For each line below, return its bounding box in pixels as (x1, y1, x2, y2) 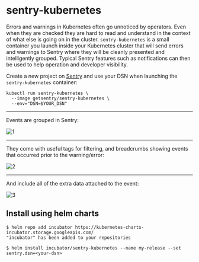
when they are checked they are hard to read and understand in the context (6, 29, 191, 36)
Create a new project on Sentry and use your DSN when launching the (6, 72, 178, 79)
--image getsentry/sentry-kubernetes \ (11, 95, 110, 101)
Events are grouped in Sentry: (6, 116, 79, 123)
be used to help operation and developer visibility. (6, 60, 129, 68)
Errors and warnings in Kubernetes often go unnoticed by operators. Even (6, 23, 187, 30)
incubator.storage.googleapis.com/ (6, 229, 94, 235)
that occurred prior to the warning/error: (6, 151, 105, 158)
